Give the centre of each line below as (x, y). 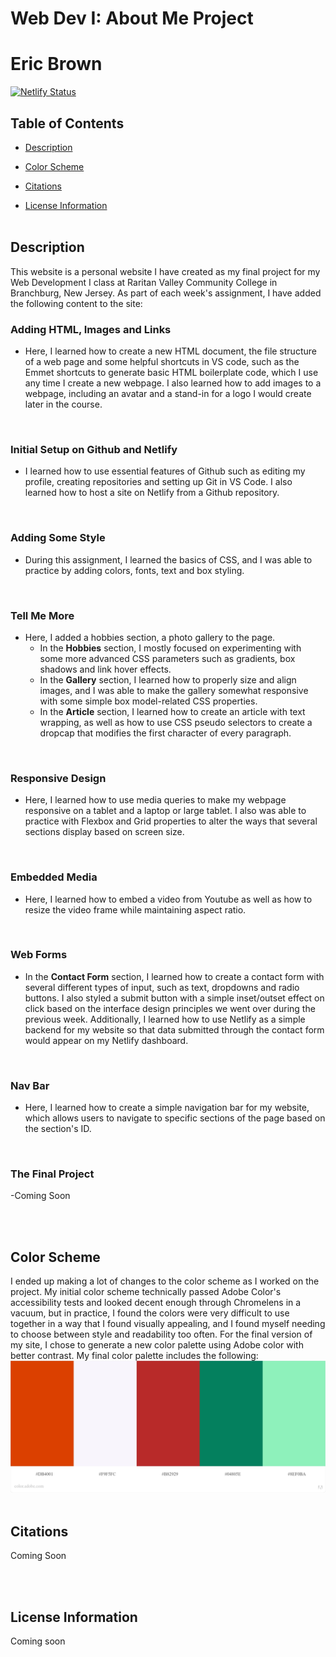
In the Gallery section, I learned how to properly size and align (168, 679)
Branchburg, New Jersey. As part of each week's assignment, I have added (166, 293)
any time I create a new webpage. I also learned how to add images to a (173, 383)
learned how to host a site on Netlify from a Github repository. (152, 493)
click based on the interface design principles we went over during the (170, 1008)
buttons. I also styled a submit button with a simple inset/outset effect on (174, 998)
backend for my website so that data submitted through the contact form (174, 1029)
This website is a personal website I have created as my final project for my (165, 271)
